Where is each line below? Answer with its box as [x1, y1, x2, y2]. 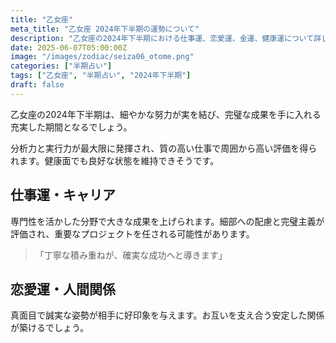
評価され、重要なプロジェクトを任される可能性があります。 [10, 227, 255, 240]
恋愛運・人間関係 [10, 281, 116, 298]
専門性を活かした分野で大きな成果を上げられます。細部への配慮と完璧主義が [10, 215, 325, 227]
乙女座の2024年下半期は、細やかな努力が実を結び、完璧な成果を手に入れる [10, 108, 322, 120]
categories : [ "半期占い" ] [10, 61, 113, 71]
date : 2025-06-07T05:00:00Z [10, 42, 128, 53]
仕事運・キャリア [10, 187, 116, 204]
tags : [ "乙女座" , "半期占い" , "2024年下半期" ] [10, 71, 192, 81]
